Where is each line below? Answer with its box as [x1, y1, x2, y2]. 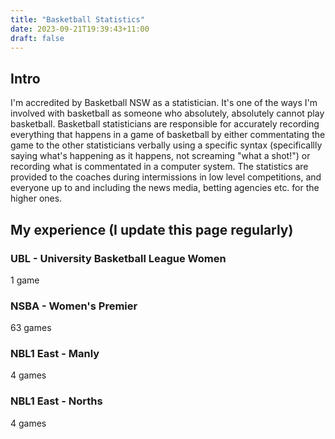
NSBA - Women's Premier [10, 299, 138, 313]
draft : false [10, 33, 65, 43]
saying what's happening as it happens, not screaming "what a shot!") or [10, 150, 311, 162]
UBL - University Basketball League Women [10, 251, 227, 265]
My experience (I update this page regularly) [10, 221, 294, 238]
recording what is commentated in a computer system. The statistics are [10, 161, 309, 173]
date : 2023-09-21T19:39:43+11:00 [10, 24, 150, 34]
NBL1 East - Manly [10, 347, 100, 361]
